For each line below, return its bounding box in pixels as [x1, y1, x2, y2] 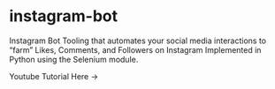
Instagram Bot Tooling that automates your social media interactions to [9, 35, 267, 46]
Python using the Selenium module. [9, 54, 139, 64]
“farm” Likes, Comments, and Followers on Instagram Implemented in [9, 44, 262, 55]
